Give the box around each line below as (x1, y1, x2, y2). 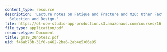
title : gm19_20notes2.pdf (5, 35, 59, 40)
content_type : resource (5, 7, 55, 12)
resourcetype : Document (5, 30, 55, 35)
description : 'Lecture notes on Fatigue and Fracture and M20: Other (5, 12, 153, 17)
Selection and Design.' (9, 16, 59, 21)
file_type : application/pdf (5, 26, 64, 31)
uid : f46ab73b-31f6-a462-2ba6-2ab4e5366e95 (5, 40, 97, 45)
